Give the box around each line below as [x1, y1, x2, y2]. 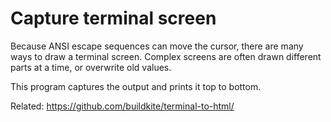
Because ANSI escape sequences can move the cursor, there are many [10, 40, 304, 52]
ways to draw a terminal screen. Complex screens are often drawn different [10, 50, 322, 62]
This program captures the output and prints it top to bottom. [10, 80, 262, 92]
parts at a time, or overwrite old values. [10, 61, 172, 73]
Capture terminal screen [10, 7, 217, 30]
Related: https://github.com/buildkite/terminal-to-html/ [10, 100, 235, 112]
